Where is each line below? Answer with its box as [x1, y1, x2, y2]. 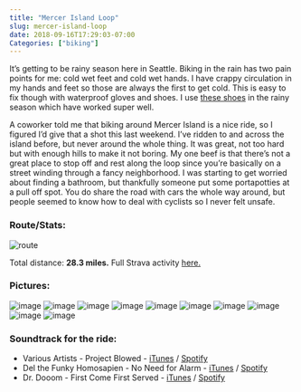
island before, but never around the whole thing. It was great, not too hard [9, 139, 285, 149]
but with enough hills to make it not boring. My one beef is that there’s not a [9, 148, 291, 159]
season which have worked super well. [9, 101, 155, 113]
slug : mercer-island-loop [9, 22, 107, 31]
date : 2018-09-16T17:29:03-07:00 [9, 30, 136, 39]
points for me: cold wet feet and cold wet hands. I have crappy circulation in [9, 73, 292, 84]
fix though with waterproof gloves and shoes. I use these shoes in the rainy [9, 92, 290, 103]
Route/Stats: [9, 219, 66, 232]
